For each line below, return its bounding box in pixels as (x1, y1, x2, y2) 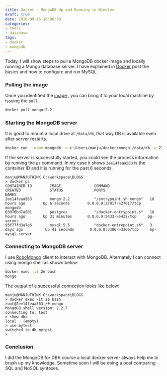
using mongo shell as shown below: (5, 260, 79, 266)
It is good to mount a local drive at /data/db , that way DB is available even (5, 131, 157, 137)
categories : (5, 21, 30, 26)
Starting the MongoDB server (5, 119, 78, 126)
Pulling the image (5, 81, 48, 88)
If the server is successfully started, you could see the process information (5, 154, 159, 160)
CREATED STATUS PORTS (5, 188, 106, 192)
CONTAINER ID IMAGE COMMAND (5, 183, 110, 188)
